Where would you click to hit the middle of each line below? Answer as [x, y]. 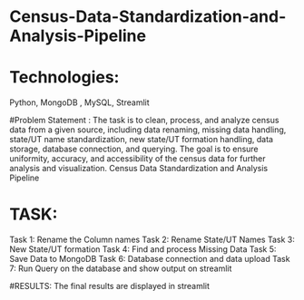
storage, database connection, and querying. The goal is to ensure [134, 149]
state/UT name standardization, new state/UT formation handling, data [142, 140]
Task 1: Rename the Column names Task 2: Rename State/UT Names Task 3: [152, 240]
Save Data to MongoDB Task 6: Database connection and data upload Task [150, 259]
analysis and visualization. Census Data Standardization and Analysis [139, 169]
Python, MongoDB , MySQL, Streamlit [79, 102]
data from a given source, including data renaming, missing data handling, [148, 130]
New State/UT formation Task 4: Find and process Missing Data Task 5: [143, 249]
